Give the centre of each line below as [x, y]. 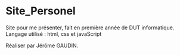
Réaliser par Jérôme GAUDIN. [42, 45]
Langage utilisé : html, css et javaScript [54, 33]
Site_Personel [41, 11]
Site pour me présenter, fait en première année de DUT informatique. [90, 27]
